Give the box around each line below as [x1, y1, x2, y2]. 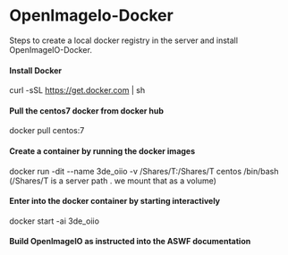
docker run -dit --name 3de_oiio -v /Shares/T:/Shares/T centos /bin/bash [9, 166, 279, 176]
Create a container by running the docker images [9, 145, 196, 157]
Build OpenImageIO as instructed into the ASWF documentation [9, 236, 251, 247]
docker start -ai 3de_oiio [9, 216, 100, 226]
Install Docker [9, 64, 63, 76]
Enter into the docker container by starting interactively [9, 196, 221, 207]
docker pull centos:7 [9, 125, 85, 136]
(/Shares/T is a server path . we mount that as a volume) [9, 175, 217, 186]
